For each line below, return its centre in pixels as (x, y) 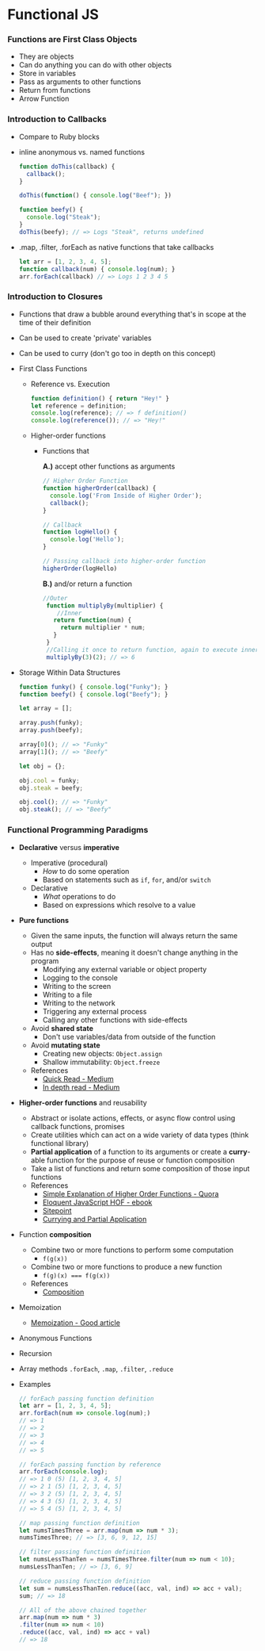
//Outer (55, 598)
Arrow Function (44, 99)
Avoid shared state (62, 1028)
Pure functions (44, 920)
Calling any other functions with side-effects (115, 1020)
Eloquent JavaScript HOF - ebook (97, 1202)
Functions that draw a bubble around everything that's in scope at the (132, 314)
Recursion (35, 1353)
